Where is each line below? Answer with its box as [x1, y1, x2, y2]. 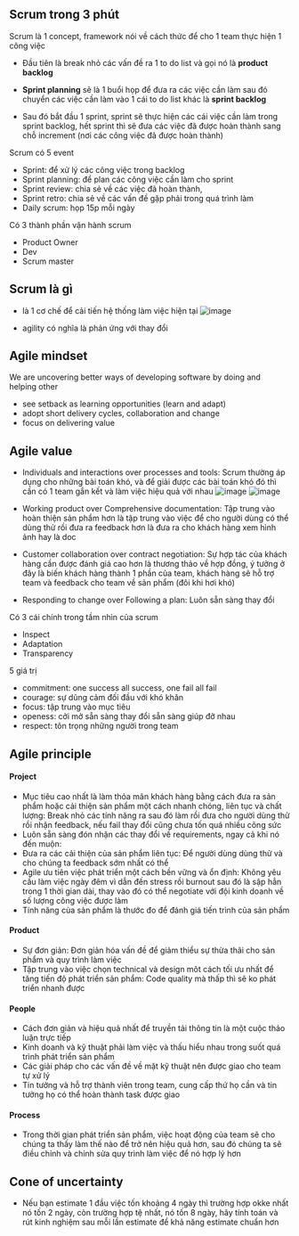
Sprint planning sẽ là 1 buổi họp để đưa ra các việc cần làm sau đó [21, 84, 269, 94]
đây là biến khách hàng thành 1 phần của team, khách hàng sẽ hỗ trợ [21, 568, 275, 578]
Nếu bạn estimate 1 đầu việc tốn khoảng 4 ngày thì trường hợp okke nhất [21, 1198, 289, 1208]
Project [9, 771, 37, 782]
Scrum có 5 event [9, 147, 74, 158]
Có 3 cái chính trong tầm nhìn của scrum [9, 612, 158, 623]
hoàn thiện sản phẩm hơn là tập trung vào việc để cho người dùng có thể [21, 512, 289, 524]
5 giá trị [9, 666, 37, 676]
